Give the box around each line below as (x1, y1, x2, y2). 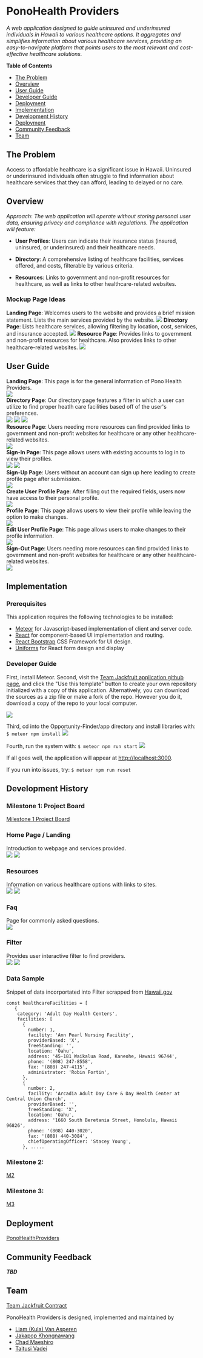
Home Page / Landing (6, 831, 71, 839)
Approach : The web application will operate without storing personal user (6, 212, 191, 220)
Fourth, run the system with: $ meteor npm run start (6, 742, 138, 749)
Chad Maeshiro (15, 1338, 53, 1345)
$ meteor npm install (6, 731, 61, 737)
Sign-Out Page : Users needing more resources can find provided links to (6, 544, 189, 552)
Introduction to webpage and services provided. (6, 844, 127, 852)
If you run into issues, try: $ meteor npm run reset (6, 766, 131, 773)
